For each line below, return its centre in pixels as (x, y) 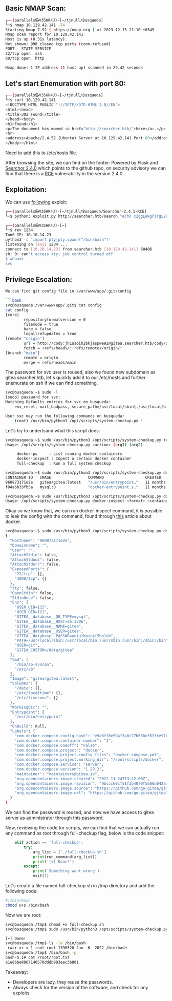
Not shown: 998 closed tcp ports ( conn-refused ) (58, 44)
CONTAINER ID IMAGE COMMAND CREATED (83, 477)
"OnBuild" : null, (28, 726)
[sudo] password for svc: (33, 397)
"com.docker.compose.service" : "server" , (59, 765)
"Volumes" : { (24, 683)
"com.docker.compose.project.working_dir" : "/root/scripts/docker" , (89, 760)
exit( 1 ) (41, 876)
